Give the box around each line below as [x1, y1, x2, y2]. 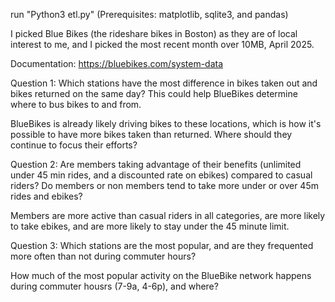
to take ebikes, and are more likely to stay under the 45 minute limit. [10, 220, 290, 232]
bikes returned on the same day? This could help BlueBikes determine [10, 88, 298, 99]
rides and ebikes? [10, 190, 83, 202]
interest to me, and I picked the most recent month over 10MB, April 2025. [10, 39, 315, 50]
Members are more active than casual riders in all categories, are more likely [10, 210, 326, 221]
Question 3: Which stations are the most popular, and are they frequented [10, 240, 314, 251]
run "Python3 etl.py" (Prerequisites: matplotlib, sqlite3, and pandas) [10, 9, 289, 20]
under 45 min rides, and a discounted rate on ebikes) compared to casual [10, 169, 313, 181]
